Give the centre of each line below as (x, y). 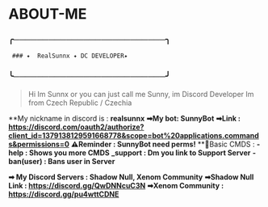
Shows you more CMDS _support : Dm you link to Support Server (140, 152)
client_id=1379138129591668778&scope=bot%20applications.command (134, 135)
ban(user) (25, 161)
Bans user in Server (82, 161)
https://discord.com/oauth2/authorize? (76, 127)
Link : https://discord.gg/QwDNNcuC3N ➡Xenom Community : (116, 185)
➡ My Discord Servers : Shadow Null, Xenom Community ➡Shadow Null (131, 177)
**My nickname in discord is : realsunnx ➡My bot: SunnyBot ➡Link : (124, 118)
